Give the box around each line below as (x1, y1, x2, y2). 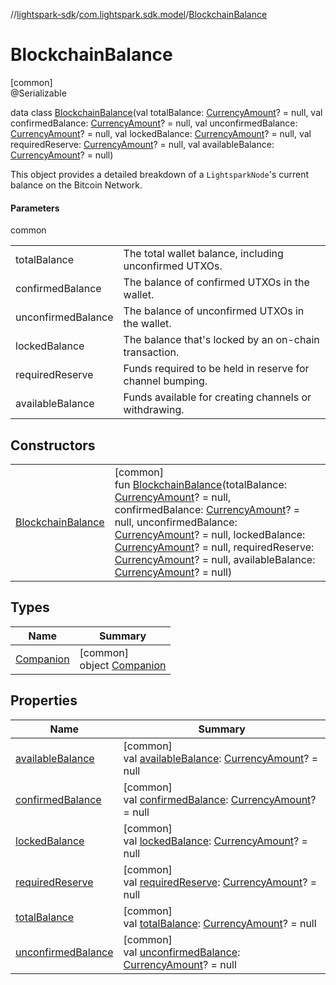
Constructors (10, 437, 96, 454)
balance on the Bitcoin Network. (10, 179, 143, 191)
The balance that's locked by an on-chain (123, 333, 320, 347)
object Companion (79, 658, 167, 672)
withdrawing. (123, 403, 185, 417)
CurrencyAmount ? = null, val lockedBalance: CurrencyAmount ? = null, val (10, 127, 312, 139)
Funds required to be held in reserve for (123, 362, 310, 376)
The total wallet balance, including (123, 247, 284, 261)
